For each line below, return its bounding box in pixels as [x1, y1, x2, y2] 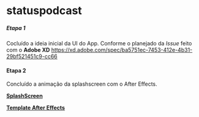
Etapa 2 [6, 67, 26, 74]
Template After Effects [6, 104, 66, 111]
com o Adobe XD [6, 47, 50, 54]
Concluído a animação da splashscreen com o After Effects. [6, 80, 157, 88]
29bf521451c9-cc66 [6, 53, 58, 60]
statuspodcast [6, 4, 83, 18]
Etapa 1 [6, 24, 26, 31]
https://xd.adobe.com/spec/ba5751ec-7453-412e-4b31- [51, 47, 193, 54]
